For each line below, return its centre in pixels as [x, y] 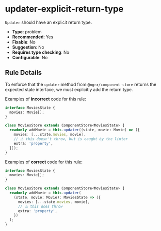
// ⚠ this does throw [40, 206]
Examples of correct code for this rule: [44, 162]
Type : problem [27, 31]
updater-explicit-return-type [64, 9]
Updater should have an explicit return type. [48, 22]
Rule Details [24, 73]
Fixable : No [24, 42]
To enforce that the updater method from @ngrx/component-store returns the [81, 84]
